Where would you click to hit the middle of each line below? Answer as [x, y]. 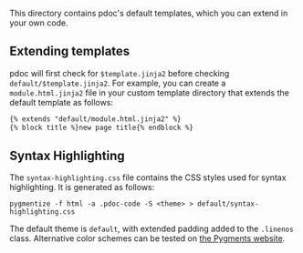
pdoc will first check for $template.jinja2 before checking [120, 73]
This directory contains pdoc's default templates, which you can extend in [149, 13]
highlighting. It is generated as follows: [82, 187]
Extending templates [70, 51]
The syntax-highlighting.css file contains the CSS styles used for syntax [148, 177]
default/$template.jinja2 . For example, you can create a [118, 83]
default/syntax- [228, 204]
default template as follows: [62, 102]
